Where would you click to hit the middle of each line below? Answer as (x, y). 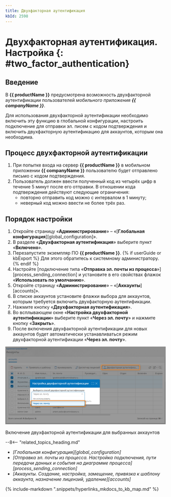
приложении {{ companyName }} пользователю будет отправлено (85, 171)
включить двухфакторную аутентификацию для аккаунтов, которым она (84, 131)
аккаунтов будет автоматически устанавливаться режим (75, 334)
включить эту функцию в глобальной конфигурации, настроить (74, 121)
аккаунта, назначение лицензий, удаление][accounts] (72, 479)
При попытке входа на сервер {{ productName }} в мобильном (81, 165)
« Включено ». (27, 247)
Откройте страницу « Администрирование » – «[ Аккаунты (77, 286)
